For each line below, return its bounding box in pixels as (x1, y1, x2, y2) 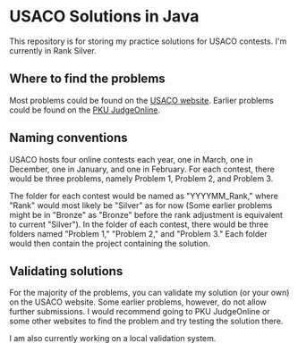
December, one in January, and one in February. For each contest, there (9, 163, 275, 174)
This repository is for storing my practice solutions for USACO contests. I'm (9, 36, 287, 46)
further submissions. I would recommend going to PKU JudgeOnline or (9, 306, 270, 317)
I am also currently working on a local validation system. (9, 333, 217, 344)
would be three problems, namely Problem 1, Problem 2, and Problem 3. (9, 172, 274, 184)
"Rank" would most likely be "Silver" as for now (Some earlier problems (9, 199, 273, 211)
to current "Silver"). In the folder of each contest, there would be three (9, 219, 268, 230)
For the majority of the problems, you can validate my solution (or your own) (9, 288, 290, 298)
